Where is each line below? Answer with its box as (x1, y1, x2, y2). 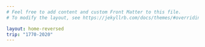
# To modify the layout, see (6, 15, 81, 21)
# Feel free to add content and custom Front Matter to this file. (6, 9, 182, 15)
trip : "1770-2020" (6, 31, 53, 37)
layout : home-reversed (6, 26, 64, 32)
